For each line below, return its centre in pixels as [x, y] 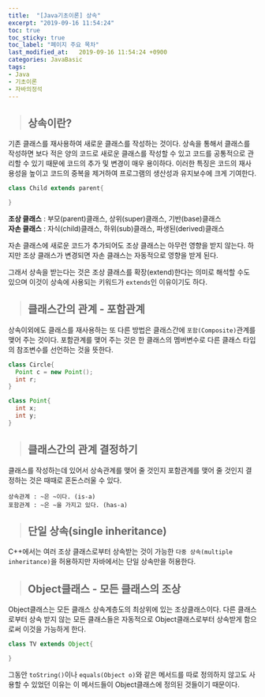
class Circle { [32, 365]
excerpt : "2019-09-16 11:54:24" [61, 23]
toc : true [24, 30]
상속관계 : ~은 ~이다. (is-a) [52, 496]
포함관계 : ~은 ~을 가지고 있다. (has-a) [68, 505]
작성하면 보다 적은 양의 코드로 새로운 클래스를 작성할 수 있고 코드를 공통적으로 [127, 153]
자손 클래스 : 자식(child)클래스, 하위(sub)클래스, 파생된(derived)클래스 [116, 228]
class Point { [30, 401]
